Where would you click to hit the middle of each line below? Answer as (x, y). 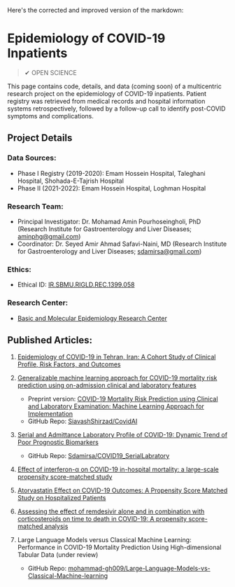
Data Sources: (32, 158)
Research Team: (36, 206)
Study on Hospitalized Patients (62, 498)
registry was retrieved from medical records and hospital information (106, 101)
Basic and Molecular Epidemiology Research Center (92, 318)
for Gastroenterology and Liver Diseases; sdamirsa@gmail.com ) (109, 251)
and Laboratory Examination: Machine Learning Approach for (116, 406)
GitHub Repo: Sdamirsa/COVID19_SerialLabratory (99, 456)
